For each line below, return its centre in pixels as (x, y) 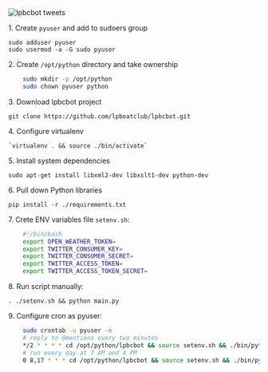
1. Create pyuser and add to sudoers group (78, 28)
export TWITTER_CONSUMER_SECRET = (78, 256)
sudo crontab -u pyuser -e (67, 330)
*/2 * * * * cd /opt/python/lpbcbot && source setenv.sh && (124, 345)
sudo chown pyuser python (66, 86)
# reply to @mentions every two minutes (91, 338)
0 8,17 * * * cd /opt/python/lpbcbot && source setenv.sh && (126, 360)
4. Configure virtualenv (46, 131)
